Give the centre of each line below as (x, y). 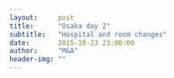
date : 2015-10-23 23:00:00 (72, 43)
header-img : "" (38, 59)
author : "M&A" (44, 51)
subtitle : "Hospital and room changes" (88, 34)
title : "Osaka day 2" (60, 26)
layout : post (42, 17)
